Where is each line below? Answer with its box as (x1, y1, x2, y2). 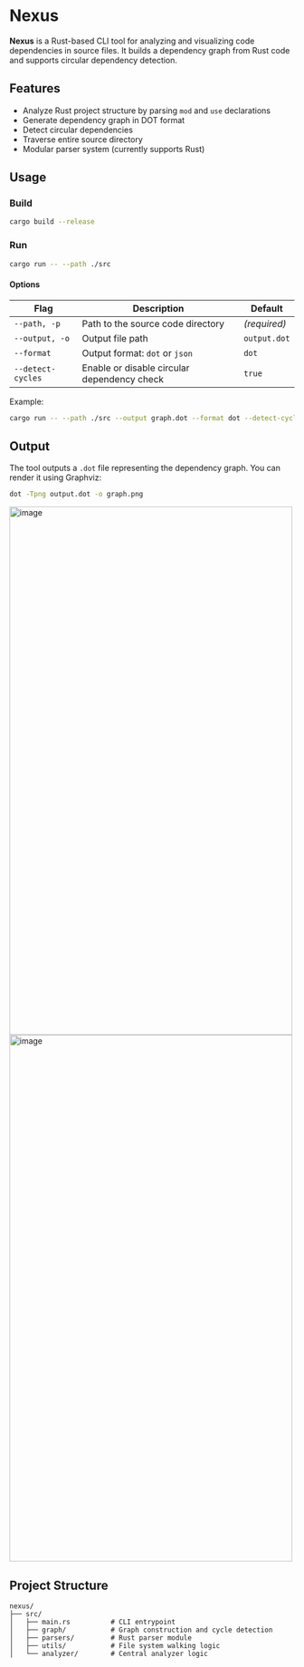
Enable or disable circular (81, 361, 190, 374)
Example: (9, 396, 44, 407)
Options (9, 279, 41, 290)
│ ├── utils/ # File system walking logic (9, 1642, 221, 1651)
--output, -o (14, 332, 71, 343)
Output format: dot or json (81, 346, 193, 359)
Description (132, 302, 185, 314)
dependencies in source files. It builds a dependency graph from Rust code (9, 44, 290, 55)
